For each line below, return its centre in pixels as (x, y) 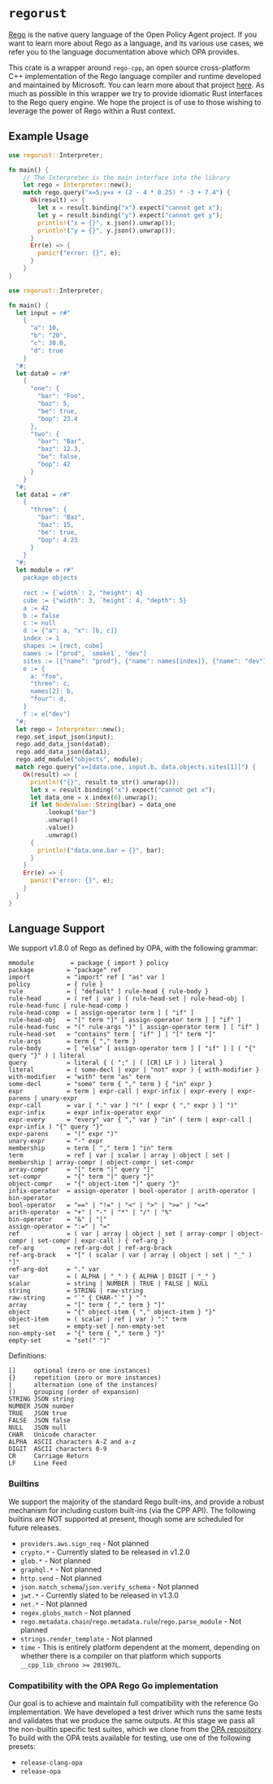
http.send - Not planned (61, 1578)
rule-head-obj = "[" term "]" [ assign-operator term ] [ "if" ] (125, 1020)
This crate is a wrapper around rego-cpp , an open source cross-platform (129, 68)
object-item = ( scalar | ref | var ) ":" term (97, 1319)
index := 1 (41, 638)
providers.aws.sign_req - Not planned (84, 1543)
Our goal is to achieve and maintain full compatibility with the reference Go (133, 1703)
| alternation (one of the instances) (83, 1385)
